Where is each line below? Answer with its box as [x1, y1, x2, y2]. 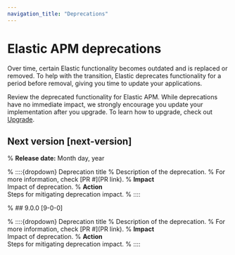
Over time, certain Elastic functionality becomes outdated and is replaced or [7, 64, 228, 73]
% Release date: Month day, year [7, 154, 105, 163]
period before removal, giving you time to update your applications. [7, 79, 203, 87]
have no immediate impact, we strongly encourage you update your [7, 100, 203, 108]
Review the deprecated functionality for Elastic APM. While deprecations [7, 92, 218, 101]
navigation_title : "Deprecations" [7, 10, 109, 18]
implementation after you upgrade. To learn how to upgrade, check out [7, 107, 213, 116]
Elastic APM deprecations [7, 40, 162, 56]
